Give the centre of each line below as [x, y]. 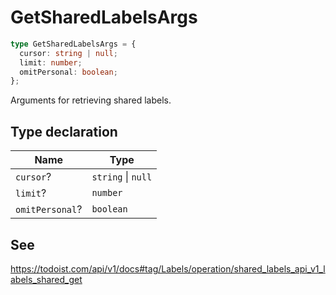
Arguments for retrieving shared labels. [91, 100]
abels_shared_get [46, 279]
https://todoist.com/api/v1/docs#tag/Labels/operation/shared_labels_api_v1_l [168, 268]
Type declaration [64, 131]
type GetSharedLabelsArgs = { [73, 44]
